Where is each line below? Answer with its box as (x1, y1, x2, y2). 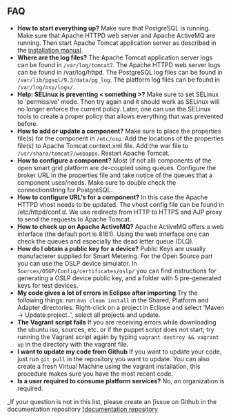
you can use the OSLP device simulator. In (17, 259, 138, 267)
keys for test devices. (17, 281, 79, 289)
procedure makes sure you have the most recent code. (17, 369, 174, 378)
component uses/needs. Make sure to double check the (17, 178, 177, 186)
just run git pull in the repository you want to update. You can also (17, 354, 210, 363)
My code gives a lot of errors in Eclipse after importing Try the (17, 289, 198, 297)
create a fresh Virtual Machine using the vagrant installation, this (17, 362, 201, 370)
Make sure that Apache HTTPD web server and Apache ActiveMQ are (17, 31, 216, 39)
